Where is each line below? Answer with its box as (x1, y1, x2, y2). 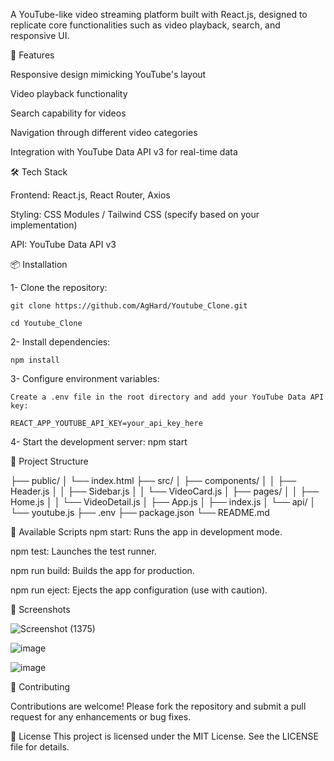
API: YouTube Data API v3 (10, 239, 117, 250)
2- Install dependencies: (10, 336, 111, 348)
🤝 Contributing (10, 681, 71, 693)
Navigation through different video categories (10, 127, 198, 138)
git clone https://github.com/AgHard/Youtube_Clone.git (10, 301, 248, 311)
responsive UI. (10, 30, 70, 41)
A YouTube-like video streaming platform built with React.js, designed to (10, 9, 308, 20)
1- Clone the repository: (10, 282, 108, 293)
